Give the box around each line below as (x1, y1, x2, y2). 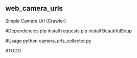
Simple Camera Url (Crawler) (5, 17, 66, 24)
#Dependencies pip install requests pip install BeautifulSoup (5, 28, 132, 34)
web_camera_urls (5, 4, 63, 13)
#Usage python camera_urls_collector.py (5, 37, 92, 44)
